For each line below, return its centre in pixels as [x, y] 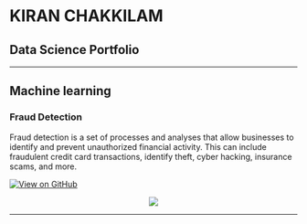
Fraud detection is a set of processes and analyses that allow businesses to [152, 137]
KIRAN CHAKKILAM [86, 16]
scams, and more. [43, 166]
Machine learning [60, 91]
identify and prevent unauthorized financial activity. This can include [138, 146]
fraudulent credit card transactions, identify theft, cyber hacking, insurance [151, 156]
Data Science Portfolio [74, 50]
